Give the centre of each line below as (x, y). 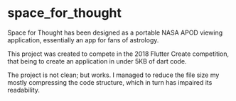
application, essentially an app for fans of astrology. (83, 40)
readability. (24, 90)
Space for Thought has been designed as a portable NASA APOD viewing (115, 32)
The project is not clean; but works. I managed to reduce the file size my (113, 75)
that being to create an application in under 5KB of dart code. (97, 61)
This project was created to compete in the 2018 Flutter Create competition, (118, 54)
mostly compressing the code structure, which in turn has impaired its (110, 82)
